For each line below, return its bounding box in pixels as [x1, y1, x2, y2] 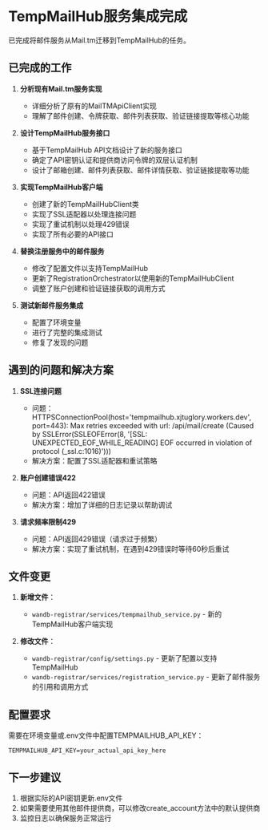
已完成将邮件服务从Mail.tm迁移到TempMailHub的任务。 [8, 35, 190, 45]
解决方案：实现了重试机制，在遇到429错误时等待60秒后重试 [31, 544, 230, 553]
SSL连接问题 [19, 386, 62, 395]
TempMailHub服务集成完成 [8, 7, 188, 26]
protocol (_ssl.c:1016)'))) [31, 446, 112, 455]
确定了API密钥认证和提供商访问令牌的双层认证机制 [31, 155, 198, 164]
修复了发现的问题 [31, 338, 89, 347]
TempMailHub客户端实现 [31, 619, 114, 630]
